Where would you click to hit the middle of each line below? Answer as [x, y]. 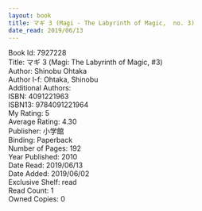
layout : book [30, 15]
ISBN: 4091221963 [39, 97]
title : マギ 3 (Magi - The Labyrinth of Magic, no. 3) [101, 23]
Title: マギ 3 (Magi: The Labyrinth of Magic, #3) [85, 62]
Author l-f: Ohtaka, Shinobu [53, 79]
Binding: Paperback [41, 140]
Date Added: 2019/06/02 [49, 174]
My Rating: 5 [29, 113]
